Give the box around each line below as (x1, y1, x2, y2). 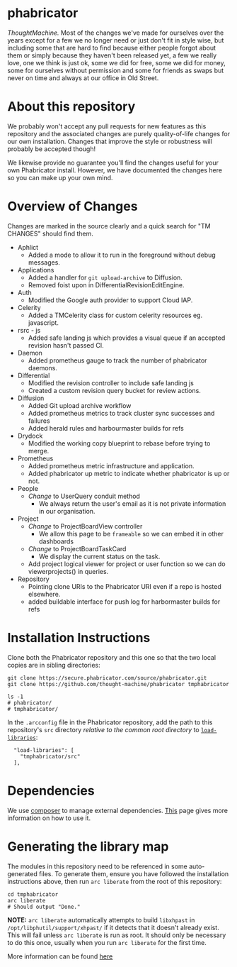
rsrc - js (17, 326, 41, 334)
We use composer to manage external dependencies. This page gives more (7, 806, 229, 814)
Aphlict (17, 243, 39, 251)
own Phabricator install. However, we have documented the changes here (7, 165, 223, 175)
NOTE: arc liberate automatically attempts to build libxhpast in (7, 915, 195, 924)
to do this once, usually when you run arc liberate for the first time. (7, 938, 207, 946)
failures (28, 416, 51, 425)
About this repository (7, 99, 136, 115)
